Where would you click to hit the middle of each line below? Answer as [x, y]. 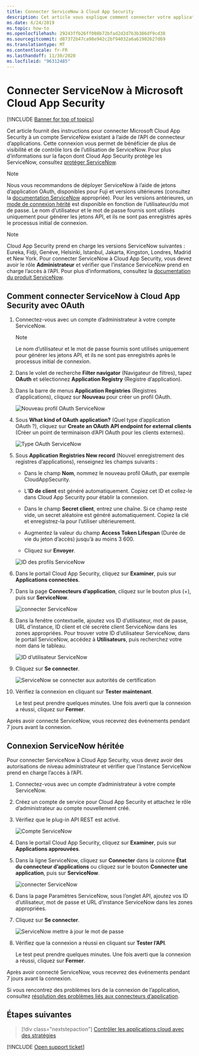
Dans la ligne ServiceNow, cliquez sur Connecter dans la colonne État [101, 861]
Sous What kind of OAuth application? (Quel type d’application [93, 420]
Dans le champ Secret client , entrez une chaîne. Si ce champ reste [106, 509]
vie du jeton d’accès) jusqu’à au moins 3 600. [79, 539]
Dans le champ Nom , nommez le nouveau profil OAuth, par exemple [107, 473]
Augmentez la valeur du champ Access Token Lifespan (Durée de [105, 533]
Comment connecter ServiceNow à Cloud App [94, 296]
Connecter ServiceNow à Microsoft [95, 90]
